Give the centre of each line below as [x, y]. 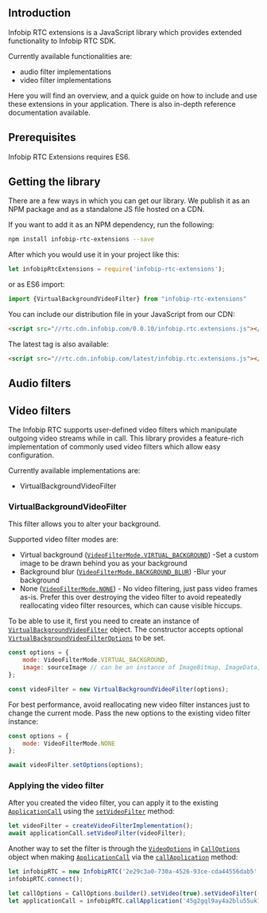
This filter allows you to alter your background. [85, 524]
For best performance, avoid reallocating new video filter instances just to [129, 704]
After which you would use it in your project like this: [94, 255]
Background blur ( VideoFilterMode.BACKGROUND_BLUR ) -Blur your [123, 572]
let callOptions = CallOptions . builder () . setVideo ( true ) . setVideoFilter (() [136, 893]
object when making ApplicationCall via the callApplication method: [123, 857]
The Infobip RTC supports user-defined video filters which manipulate [123, 430]
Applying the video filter [56, 786]
